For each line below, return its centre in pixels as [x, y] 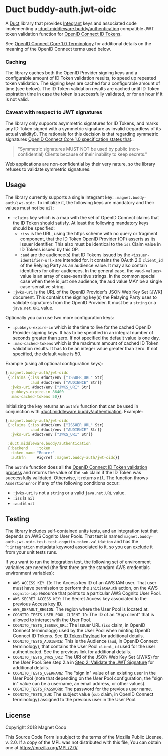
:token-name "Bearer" [32, 453]
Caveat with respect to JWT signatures [54, 112]
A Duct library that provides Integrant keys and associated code [71, 23]
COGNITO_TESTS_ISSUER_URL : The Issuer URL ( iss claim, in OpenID [79, 625]
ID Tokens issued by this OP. [49, 250]
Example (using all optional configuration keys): [54, 364]
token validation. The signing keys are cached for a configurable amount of [83, 83]
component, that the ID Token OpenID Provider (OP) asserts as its [88, 239]
